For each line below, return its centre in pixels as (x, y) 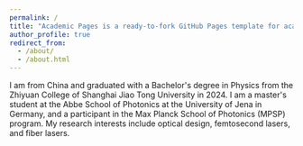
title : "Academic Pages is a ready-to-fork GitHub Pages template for (145, 26)
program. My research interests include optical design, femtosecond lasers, (150, 123)
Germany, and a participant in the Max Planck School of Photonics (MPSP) (147, 114)
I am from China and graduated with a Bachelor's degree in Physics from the (151, 85)
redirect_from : (38, 43)
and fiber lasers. (40, 133)
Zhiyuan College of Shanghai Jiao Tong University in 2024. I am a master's (148, 95)
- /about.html (44, 59)
